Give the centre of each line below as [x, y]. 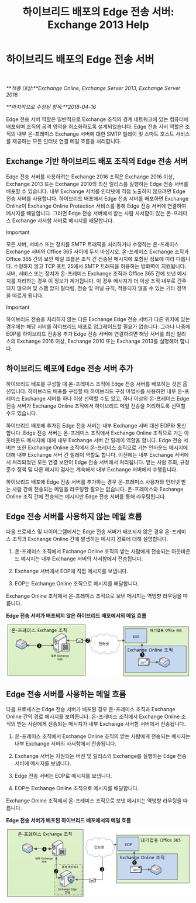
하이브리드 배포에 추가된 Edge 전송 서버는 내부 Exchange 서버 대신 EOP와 [91, 425]
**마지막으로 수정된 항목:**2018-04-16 [51, 106]
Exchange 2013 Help [98, 25]
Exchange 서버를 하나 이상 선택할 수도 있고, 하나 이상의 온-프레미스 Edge [105, 398]
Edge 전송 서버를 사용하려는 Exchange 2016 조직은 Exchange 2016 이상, [90, 177]
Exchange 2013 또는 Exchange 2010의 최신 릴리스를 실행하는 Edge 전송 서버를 [97, 184]
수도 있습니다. [22, 413]
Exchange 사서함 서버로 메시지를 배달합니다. [63, 220]
